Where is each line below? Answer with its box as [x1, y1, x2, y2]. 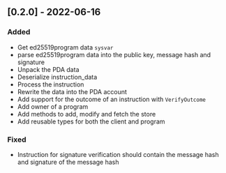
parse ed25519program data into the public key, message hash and [17, 50, 211, 59]
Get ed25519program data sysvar [17, 43, 114, 52]
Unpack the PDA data [17, 65, 80, 73]
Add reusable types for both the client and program [17, 117, 165, 126]
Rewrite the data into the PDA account [17, 87, 128, 96]
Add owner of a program [17, 102, 89, 111]
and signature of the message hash [17, 158, 119, 166]
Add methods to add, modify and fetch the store [17, 110, 156, 118]
